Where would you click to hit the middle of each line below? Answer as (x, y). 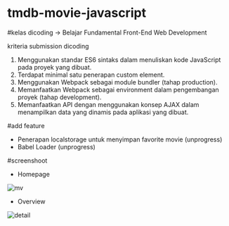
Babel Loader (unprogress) (57, 146)
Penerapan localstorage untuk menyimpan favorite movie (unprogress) (120, 139)
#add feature (26, 125)
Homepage (34, 174)
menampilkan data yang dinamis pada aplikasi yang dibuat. (103, 112)
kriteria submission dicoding (48, 46)
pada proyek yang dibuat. (54, 67)
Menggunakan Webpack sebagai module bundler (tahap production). (117, 82)
